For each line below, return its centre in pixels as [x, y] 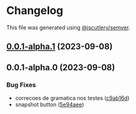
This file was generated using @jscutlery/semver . [68, 27]
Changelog [35, 11]
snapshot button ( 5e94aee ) [49, 105]
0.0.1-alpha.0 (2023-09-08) [61, 67]
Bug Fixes [21, 85]
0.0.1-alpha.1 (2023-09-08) [59, 47]
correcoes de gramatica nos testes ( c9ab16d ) [72, 98]
